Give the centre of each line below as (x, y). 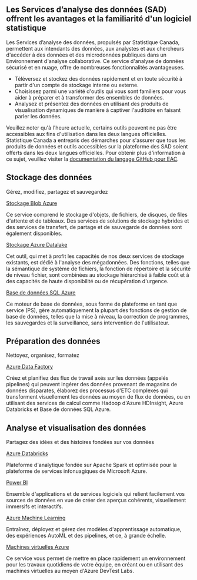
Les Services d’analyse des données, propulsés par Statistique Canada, (93, 42)
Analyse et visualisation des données (76, 428)
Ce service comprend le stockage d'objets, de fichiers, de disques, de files (97, 214)
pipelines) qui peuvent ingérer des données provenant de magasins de (92, 385)
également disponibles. (34, 233)
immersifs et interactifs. (35, 506)
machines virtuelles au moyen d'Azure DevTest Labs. (70, 571)
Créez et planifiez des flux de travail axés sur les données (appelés (87, 378)
